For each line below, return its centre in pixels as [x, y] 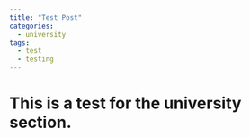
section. [40, 123]
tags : [19, 43]
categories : [31, 26]
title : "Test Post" [46, 17]
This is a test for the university [125, 103]
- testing [36, 59]
